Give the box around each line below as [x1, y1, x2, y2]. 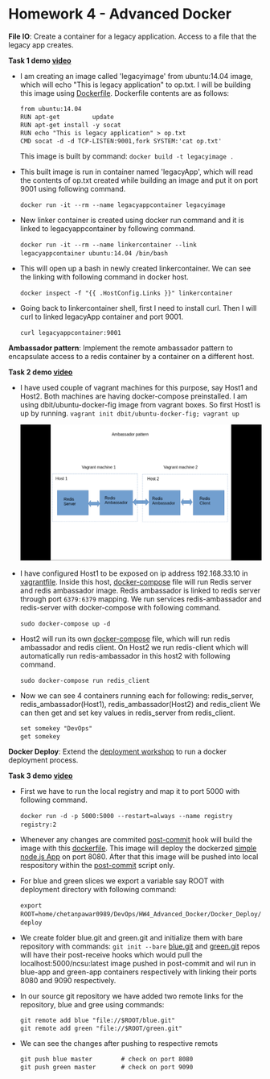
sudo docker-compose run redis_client [19, 676, 150, 684]
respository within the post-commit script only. [19, 860, 175, 870]
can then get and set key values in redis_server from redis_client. [19, 708, 235, 717]
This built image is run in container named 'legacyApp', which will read [19, 167, 253, 176]
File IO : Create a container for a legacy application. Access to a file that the [8, 31, 257, 41]
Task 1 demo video [8, 56, 72, 65]
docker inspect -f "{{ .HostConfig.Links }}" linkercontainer [19, 289, 233, 297]
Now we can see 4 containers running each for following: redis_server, [19, 690, 255, 701]
